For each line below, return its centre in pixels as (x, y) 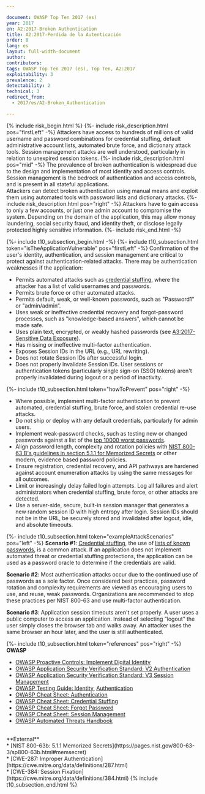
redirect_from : (26, 97)
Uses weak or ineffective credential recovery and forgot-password (99, 312)
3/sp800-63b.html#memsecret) (47, 752)
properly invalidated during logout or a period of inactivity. (88, 377)
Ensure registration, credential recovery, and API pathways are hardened (107, 466)
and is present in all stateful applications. (58, 184)
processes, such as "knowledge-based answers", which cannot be (99, 319)
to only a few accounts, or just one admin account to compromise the (94, 210)
